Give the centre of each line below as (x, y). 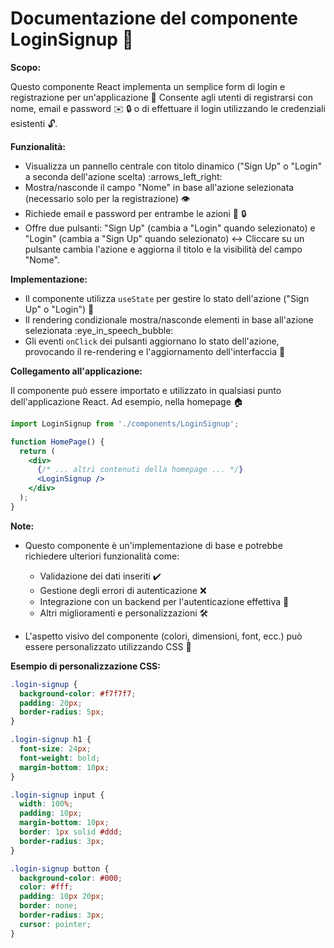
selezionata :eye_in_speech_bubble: (99, 330)
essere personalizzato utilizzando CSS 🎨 (108, 646)
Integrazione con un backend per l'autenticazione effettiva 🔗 (164, 601)
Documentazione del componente (154, 18)
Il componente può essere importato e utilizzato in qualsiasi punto (146, 390)
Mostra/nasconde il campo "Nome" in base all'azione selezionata (159, 187)
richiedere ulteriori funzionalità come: (102, 556)
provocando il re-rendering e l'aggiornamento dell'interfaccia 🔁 (155, 351)
